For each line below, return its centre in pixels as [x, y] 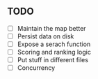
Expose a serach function [54, 44]
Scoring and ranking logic [54, 52]
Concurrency [36, 68]
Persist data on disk [46, 36]
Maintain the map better [51, 28]
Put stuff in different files [53, 60]
